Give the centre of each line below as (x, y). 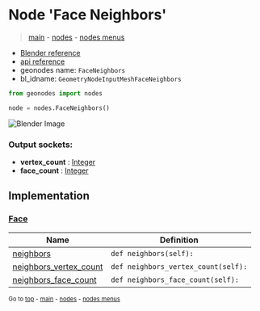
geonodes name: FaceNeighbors (73, 69)
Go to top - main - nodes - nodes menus (65, 299)
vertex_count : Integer (58, 162)
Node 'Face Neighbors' (88, 15)
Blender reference (50, 53)
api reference (42, 61)
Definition (180, 240)
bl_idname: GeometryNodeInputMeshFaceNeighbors (101, 78)
